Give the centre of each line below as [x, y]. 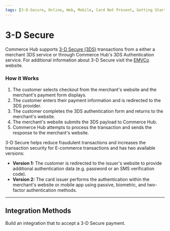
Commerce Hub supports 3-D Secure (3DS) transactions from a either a [80, 49]
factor [19, 190]
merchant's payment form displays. [50, 95]
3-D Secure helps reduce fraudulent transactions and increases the [75, 142]
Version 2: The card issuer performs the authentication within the [81, 179]
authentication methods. [52, 190]
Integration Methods [38, 211]
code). [19, 174]
